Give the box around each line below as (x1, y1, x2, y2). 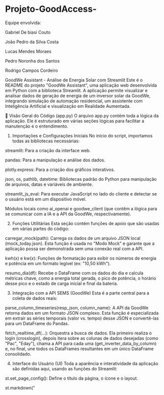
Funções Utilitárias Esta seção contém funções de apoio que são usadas (12, 220, 160, 226)
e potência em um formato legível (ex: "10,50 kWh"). (5, 260, 111, 266)
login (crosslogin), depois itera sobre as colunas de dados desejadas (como (5, 335, 159, 341)
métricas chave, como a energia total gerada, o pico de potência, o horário (5, 275, 156, 281)
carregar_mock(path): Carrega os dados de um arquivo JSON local (5, 235, 141, 241)
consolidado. (5, 351, 31, 357)
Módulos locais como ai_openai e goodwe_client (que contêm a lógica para (5, 205, 157, 211)
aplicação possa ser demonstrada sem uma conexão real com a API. (5, 245, 144, 252)
